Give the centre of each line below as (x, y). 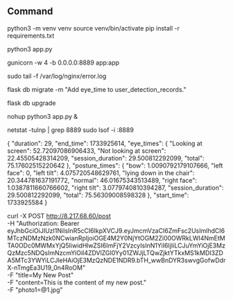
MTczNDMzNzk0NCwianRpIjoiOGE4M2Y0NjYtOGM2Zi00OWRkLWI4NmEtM (116, 238)
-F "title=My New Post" (41, 275)
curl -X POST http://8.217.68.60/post (59, 215)
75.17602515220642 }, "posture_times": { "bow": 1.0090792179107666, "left (115, 165)
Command (30, 11)
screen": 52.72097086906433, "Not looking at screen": (87, 150)
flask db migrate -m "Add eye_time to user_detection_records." (97, 89)
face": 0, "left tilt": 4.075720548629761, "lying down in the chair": (101, 172)
